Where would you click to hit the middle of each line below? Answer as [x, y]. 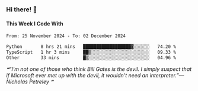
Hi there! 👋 [22, 9]
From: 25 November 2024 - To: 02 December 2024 [66, 36]
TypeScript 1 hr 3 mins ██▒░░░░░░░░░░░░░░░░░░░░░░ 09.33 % [91, 52]
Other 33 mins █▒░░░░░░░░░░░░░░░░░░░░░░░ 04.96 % [91, 58]
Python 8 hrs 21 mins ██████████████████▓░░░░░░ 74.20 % [91, 47]
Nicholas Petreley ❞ [30, 82]
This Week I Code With [35, 24]
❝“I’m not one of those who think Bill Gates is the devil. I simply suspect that [99, 69]
